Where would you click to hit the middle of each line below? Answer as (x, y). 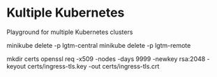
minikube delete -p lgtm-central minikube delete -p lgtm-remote (99, 45)
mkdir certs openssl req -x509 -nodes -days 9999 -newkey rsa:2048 (106, 59)
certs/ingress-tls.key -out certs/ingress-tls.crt (93, 66)
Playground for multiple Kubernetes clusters (70, 32)
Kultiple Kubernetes (66, 13)
